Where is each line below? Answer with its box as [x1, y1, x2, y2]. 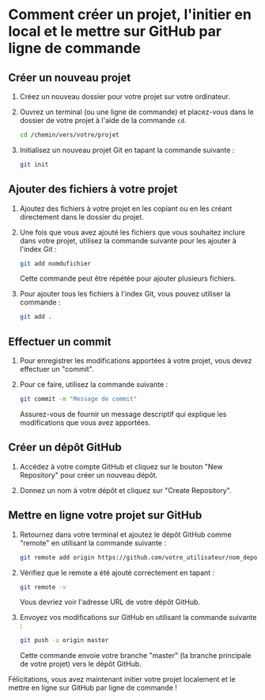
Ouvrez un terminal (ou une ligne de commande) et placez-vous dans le [19, 107, 255, 117]
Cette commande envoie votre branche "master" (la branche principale [19, 651, 252, 660]
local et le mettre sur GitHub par [8, 22, 222, 40]
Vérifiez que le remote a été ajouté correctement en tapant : [19, 568, 215, 577]
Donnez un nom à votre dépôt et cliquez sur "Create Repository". [19, 485, 232, 495]
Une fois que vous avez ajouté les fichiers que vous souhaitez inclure [19, 228, 245, 237]
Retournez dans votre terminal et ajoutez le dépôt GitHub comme [19, 530, 232, 539]
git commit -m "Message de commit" [19, 395, 138, 404]
